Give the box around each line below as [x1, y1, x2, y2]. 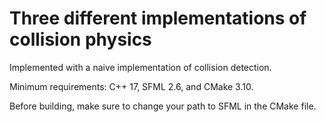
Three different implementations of [9, 7, 307, 30]
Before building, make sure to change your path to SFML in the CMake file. [9, 100, 317, 112]
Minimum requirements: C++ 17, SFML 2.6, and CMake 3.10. [9, 80, 254, 92]
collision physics [9, 28, 152, 51]
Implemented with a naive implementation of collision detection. [9, 61, 272, 73]
